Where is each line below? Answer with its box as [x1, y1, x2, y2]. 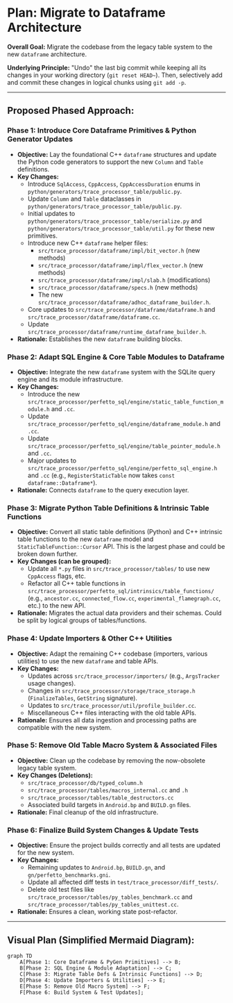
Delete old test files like [27, 886, 95, 894]
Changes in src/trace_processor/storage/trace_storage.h [27, 686, 196, 695]
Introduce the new [27, 390, 80, 398]
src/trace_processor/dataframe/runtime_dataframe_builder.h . [27, 327, 207, 335]
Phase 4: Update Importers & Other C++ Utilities [7, 633, 172, 643]
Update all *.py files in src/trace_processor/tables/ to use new [27, 565, 210, 573]
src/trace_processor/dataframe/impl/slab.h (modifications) [37, 276, 211, 284]
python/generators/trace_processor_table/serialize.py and [27, 217, 202, 225]
